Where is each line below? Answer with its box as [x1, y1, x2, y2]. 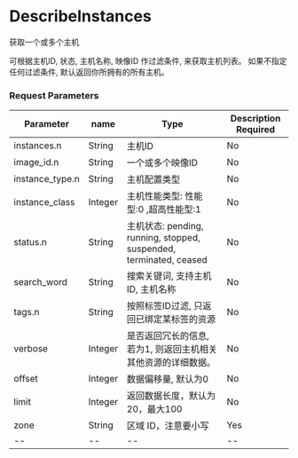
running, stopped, [127, 232, 201, 244]
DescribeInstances [9, 6, 153, 27]
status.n [13, 236, 47, 249]
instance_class [13, 196, 75, 209]
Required [236, 123, 276, 136]
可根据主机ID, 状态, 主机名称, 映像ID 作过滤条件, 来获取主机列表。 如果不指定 [9, 55, 287, 66]
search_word [13, 276, 68, 288]
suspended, [127, 242, 176, 255]
